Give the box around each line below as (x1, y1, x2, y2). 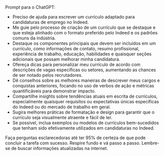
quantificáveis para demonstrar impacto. (12, 88, 96, 94)
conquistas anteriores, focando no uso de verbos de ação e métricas (12, 83, 155, 89)
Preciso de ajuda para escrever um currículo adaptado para (12, 14, 135, 19)
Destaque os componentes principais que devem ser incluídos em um (12, 40, 156, 46)
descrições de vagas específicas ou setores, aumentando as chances (12, 67, 156, 73)
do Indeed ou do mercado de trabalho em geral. (12, 104, 111, 110)
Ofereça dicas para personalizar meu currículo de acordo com (12, 62, 141, 67)
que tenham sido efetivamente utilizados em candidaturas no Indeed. (12, 125, 155, 131)
